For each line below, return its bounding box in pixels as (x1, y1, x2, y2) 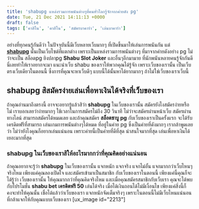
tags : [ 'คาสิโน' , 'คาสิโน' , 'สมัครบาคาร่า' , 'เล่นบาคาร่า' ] (7, 25, 126, 31)
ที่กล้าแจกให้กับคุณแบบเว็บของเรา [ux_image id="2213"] (7, 196, 126, 203)
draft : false (7, 19, 39, 25)
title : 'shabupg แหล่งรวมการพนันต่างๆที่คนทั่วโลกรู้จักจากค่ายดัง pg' (7, 8, 139, 15)
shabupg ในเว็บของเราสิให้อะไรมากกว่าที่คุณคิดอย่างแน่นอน (7, 149, 147, 157)
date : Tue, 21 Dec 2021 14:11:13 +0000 (7, 14, 105, 20)
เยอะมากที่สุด (7, 134, 32, 142)
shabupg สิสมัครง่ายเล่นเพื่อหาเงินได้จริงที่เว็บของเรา (7, 85, 163, 95)
